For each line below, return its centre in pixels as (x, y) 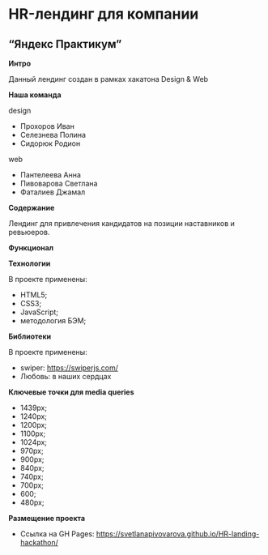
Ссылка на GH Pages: (57, 534)
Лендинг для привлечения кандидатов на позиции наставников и (121, 223)
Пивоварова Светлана (59, 184)
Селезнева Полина (53, 135)
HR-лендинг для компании (104, 14)
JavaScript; (39, 312)
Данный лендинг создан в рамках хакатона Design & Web (108, 79)
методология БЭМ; (53, 320)
